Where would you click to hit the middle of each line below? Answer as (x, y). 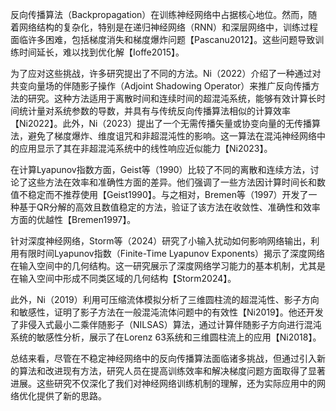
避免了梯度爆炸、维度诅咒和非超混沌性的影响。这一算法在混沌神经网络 (172, 136)
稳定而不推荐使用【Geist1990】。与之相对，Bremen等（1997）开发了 (168, 194)
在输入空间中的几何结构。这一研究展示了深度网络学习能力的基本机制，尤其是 (168, 266)
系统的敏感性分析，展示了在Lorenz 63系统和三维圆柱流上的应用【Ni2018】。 (166, 337)
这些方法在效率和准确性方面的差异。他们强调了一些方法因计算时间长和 (172, 182)
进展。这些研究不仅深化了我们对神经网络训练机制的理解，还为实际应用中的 (163, 383)
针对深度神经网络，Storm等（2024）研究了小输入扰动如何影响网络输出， (161, 241)
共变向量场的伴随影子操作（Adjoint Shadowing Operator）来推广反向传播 (161, 86)
